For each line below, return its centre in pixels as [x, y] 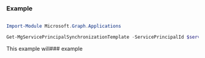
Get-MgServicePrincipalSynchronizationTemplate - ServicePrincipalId [95, 37]
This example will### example [45, 49]
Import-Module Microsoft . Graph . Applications [64, 26]
